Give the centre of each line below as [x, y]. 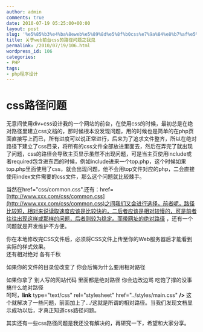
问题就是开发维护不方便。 [38, 226]
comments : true [25, 18]
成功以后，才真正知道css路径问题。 [55, 310]
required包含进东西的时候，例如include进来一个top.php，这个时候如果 [99, 162]
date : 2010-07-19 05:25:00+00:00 [48, 23]
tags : [13, 68]
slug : [13, 35]
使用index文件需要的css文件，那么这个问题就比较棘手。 [76, 177]
